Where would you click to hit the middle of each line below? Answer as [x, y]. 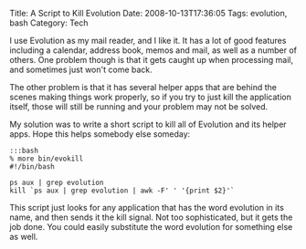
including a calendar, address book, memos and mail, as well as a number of [153, 50]
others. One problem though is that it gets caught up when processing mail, [152, 60]
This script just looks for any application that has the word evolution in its [147, 207]
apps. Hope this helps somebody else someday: [100, 134]
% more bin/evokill [47, 159]
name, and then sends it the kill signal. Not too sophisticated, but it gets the [151, 217]
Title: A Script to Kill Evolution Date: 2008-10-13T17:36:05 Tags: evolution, [148, 13]
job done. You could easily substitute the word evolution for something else [151, 227]
